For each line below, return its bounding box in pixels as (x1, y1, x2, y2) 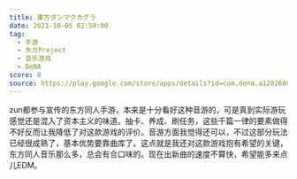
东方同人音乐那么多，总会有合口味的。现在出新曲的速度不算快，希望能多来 (9, 148, 280, 160)
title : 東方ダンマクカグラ (9, 12, 97, 22)
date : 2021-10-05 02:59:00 (9, 21, 109, 30)
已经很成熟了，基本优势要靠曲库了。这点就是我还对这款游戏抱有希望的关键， (9, 137, 288, 148)
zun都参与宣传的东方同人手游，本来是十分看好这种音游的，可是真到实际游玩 (9, 104, 286, 115)
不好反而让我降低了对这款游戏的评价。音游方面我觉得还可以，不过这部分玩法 (9, 126, 288, 137)
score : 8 (9, 71, 42, 80)
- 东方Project (17, 46, 66, 55)
